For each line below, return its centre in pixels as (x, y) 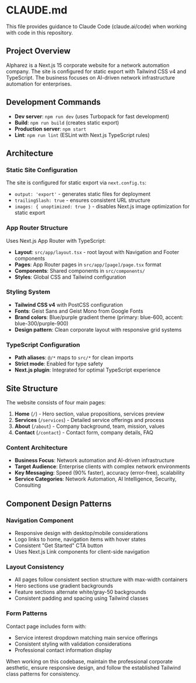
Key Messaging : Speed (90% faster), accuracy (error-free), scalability (99, 473)
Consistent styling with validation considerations (73, 644)
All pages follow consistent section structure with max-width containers (101, 579)
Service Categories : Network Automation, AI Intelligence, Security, (95, 479)
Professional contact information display (63, 650)
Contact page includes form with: (46, 626)
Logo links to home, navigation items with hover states (80, 539)
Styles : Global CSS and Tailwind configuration (70, 277)
